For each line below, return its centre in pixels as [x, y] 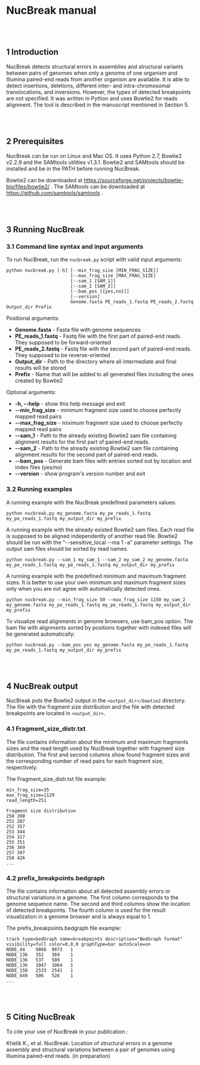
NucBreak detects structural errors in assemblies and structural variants [95, 66]
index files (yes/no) [39, 468]
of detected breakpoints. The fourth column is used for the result [86, 910]
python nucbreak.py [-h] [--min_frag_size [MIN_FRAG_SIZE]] [83, 271]
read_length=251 [26, 800]
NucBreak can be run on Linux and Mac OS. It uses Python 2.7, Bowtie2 [94, 155]
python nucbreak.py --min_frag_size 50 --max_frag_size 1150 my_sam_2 [96, 599]
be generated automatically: [41, 634]
